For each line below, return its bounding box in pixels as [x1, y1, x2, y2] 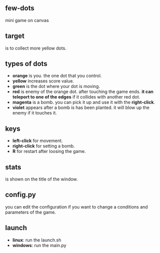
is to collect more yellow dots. [5, 45, 67, 51]
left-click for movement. [12, 137, 63, 144]
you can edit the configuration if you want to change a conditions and [5, 203, 148, 209]
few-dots [5, 4, 35, 12]
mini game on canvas [5, 17, 49, 23]
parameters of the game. [5, 209, 56, 215]
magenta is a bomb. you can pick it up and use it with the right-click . [12, 99, 156, 105]
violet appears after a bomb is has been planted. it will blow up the [12, 104, 150, 110]
